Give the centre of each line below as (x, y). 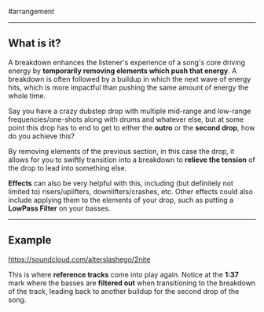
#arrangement (31, 11)
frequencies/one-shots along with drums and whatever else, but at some (126, 119)
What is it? (35, 44)
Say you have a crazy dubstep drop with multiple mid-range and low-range (130, 111)
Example (30, 240)
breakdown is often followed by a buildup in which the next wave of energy (130, 79)
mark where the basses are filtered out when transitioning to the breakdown (132, 283)
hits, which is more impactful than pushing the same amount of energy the (128, 87)
